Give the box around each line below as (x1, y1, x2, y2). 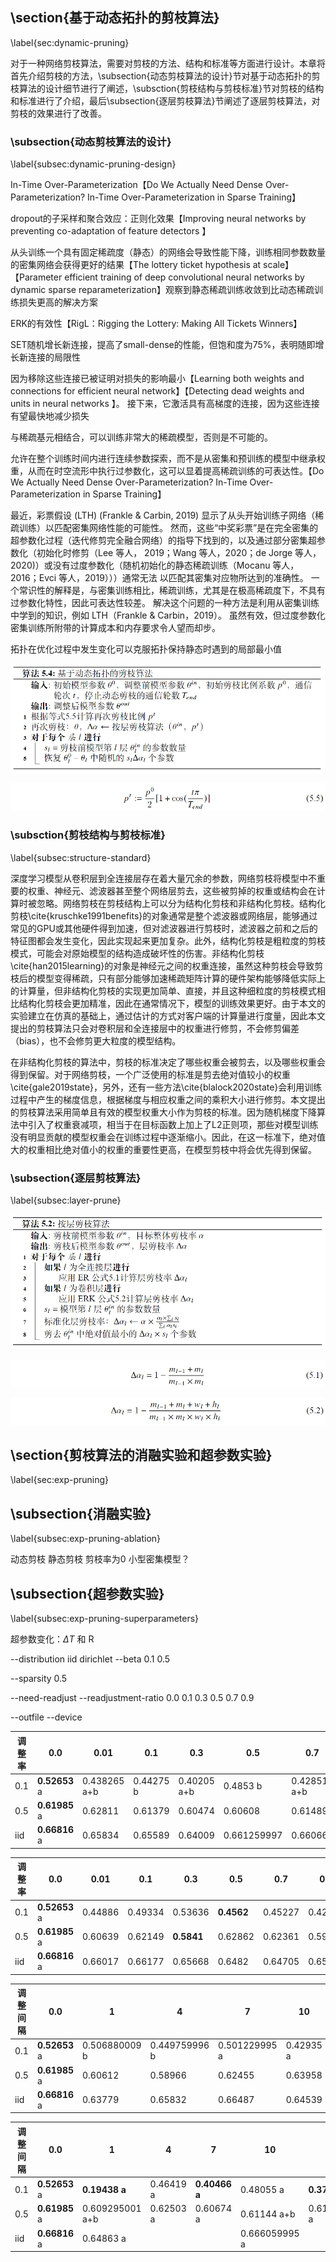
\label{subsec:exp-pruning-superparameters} (10, 1613, 200, 1625)
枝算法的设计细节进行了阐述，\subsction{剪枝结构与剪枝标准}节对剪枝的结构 (10, 82, 325, 94)
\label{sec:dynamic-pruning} (10, 36, 130, 48)
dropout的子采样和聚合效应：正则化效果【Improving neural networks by (10, 213, 307, 225)
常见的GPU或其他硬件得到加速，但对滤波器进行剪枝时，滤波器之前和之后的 (10, 922, 318, 934)
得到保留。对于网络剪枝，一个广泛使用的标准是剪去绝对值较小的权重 (10, 1068, 291, 1080)
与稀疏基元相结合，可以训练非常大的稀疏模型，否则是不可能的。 (10, 431, 273, 443)
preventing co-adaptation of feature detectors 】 (10, 225, 212, 237)
